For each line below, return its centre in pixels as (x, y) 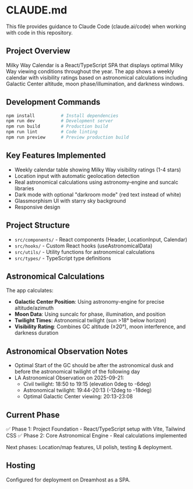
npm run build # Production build (57, 126)
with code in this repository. (39, 32)
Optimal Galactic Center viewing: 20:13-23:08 (78, 397)
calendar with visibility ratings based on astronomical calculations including (97, 77)
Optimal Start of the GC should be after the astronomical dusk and (94, 366)
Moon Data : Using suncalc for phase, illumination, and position (90, 314)
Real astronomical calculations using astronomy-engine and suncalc (96, 182)
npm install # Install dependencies (62, 116)
